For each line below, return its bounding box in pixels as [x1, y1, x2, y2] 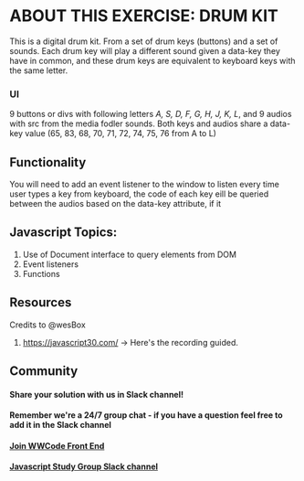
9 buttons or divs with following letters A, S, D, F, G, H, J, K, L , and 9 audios [9, 109, 292, 120]
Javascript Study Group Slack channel [9, 461, 158, 472]
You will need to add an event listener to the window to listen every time [9, 179, 280, 190]
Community [9, 363, 79, 379]
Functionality [9, 155, 87, 170]
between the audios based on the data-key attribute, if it [9, 198, 222, 209]
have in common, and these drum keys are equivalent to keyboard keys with [9, 55, 296, 66]
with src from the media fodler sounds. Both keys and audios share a [9, 118, 268, 129]
